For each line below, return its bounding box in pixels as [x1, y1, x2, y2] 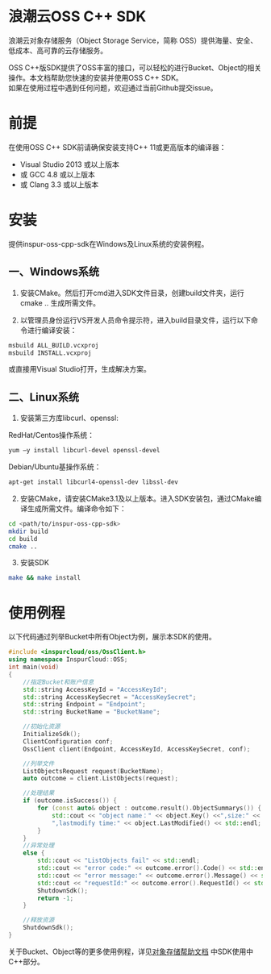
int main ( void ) [8, 663, 60, 671]
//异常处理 [23, 842, 55, 850]
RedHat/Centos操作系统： [8, 431, 95, 440]
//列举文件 [23, 760, 55, 768]
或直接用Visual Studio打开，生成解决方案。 [8, 364, 152, 374]
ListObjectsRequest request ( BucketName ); [23, 767, 164, 775]
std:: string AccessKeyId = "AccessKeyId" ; [23, 685, 168, 693]
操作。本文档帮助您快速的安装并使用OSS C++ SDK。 [8, 73, 183, 82]
